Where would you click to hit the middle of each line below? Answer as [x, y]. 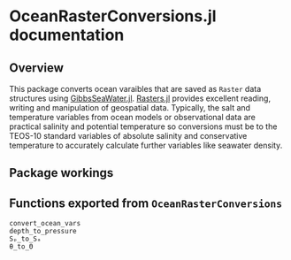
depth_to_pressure [43, 232]
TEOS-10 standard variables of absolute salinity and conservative [128, 136]
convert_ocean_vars [45, 224]
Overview [37, 68]
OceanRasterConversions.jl [113, 16]
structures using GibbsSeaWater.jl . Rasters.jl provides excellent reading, [140, 98]
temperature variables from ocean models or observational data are [133, 117]
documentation [67, 35]
